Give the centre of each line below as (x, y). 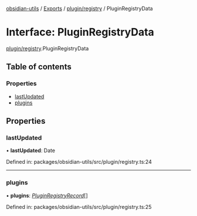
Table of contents (39, 67)
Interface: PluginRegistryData (80, 32)
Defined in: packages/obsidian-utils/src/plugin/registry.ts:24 (79, 162)
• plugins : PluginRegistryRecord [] (47, 195)
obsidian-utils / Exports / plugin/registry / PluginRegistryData (80, 9)
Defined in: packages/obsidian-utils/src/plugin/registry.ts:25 (79, 207)
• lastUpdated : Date (31, 151)
